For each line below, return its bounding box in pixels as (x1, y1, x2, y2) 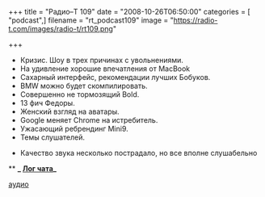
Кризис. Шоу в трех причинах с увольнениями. (19, 56, 184, 65)
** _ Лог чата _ (8, 164, 57, 173)
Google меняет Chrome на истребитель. (19, 115, 158, 124)
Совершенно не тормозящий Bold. (19, 90, 140, 99)
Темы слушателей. (19, 132, 85, 142)
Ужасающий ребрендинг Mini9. (19, 124, 129, 133)
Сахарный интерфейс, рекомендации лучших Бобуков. (19, 73, 211, 82)
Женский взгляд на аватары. (19, 107, 120, 116)
